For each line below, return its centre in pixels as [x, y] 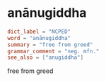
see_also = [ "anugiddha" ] [45, 57]
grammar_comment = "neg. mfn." [53, 51]
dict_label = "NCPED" [39, 32]
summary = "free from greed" [50, 45]
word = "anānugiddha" [39, 38]
